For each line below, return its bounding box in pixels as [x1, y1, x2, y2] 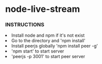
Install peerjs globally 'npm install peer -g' [11, 43, 98, 49]
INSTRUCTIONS [5, 21, 44, 28]
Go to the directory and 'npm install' [11, 38, 86, 44]
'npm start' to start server [11, 48, 64, 54]
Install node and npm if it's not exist [11, 32, 85, 38]
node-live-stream [5, 3, 80, 15]
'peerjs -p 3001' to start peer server [11, 54, 85, 60]
